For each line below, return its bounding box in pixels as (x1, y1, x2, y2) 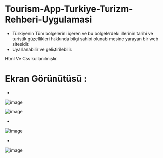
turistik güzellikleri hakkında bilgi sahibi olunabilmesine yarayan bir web (12, 36, 159, 42)
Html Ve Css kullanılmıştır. (5, 55, 58, 61)
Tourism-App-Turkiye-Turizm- (5, 3, 133, 15)
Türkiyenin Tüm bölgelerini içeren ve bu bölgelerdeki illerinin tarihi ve (12, 30, 154, 36)
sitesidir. (12, 41, 30, 47)
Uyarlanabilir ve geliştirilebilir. (12, 46, 73, 52)
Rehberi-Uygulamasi (5, 14, 92, 25)
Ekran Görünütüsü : (5, 73, 87, 85)
